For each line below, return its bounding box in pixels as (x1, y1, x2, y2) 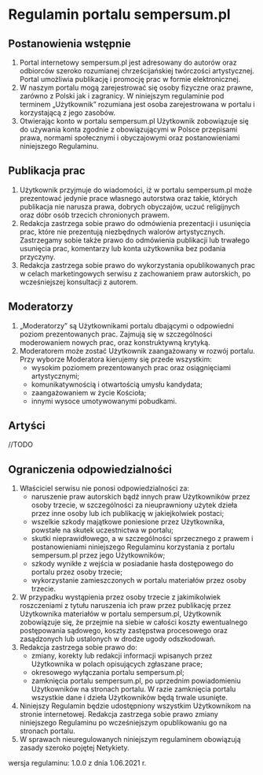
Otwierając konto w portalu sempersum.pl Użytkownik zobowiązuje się (19, 117, 249, 125)
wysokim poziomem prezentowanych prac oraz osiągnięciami (31, 362, 232, 372)
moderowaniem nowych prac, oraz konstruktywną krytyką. (19, 337, 210, 347)
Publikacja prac (8, 164, 86, 178)
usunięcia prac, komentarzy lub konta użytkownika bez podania (19, 243, 226, 253)
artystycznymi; (31, 371, 80, 380)
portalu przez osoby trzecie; (31, 567, 123, 577)
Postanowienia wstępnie (8, 37, 131, 50)
